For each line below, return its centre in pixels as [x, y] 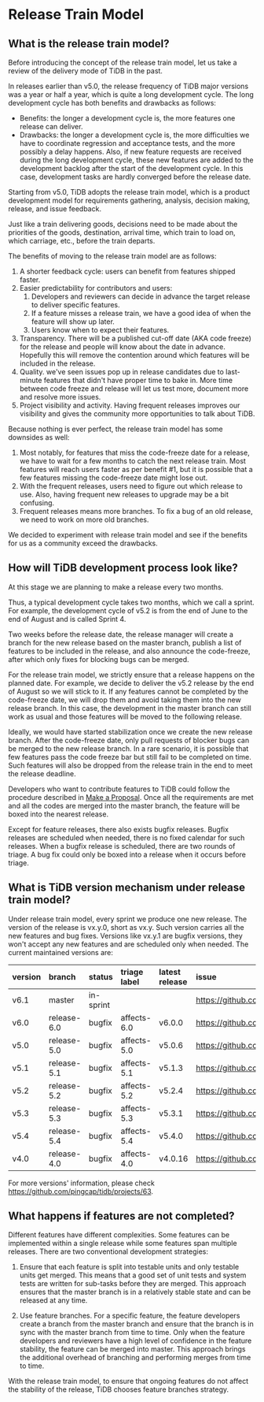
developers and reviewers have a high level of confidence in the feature [136, 1341]
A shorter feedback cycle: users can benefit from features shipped [127, 271]
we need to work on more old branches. [84, 519]
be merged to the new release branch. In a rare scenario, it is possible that [128, 748]
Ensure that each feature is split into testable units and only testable [129, 1267]
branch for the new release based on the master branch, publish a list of [125, 642]
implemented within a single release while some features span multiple [123, 1244]
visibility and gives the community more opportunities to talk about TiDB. [137, 414]
